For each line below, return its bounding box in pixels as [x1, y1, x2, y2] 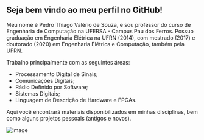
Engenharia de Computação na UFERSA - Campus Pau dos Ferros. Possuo [6, 27, 194, 35]
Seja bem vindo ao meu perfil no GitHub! [6, 5, 163, 15]
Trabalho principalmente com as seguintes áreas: [6, 58, 130, 66]
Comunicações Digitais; [15, 77, 75, 84]
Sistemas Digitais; [15, 89, 60, 97]
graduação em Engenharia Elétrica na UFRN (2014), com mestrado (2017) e [6, 33, 195, 41]
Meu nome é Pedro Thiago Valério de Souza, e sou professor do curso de [6, 21, 191, 28]
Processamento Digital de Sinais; [15, 70, 98, 78]
